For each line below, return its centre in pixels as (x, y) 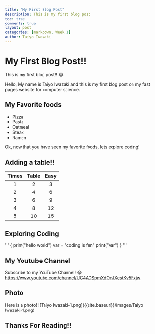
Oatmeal (21, 127)
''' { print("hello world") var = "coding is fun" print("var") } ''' (66, 245)
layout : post (18, 28)
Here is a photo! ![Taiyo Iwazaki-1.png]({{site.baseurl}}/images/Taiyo (74, 305)
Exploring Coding (32, 233)
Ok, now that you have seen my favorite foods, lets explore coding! (73, 147)
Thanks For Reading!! (38, 325)
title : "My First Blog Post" (35, 10)
